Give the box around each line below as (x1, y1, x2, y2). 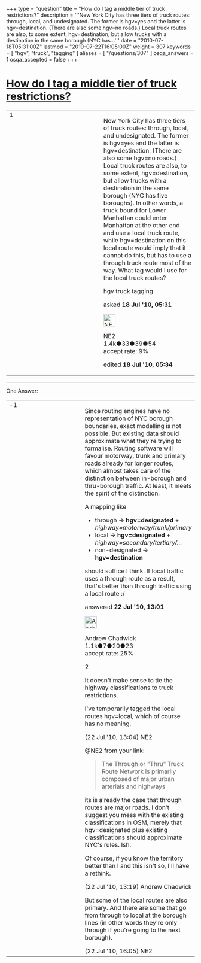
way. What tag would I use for (103, 266, 187, 274)
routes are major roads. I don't (84, 803, 169, 812)
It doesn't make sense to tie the (84, 676, 173, 684)
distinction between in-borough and (84, 474, 187, 482)
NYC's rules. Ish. (84, 840, 132, 849)
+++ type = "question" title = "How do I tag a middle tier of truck (6, 5, 166, 12)
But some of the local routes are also (84, 896, 188, 904)
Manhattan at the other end (103, 221, 180, 229)
